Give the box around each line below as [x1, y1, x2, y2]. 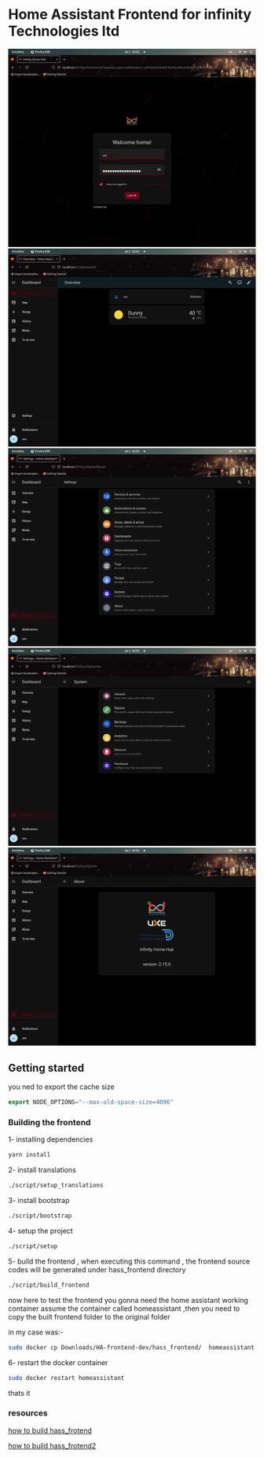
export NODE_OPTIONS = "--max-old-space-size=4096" [8, 1098, 174, 1106]
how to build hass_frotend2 [8, 1441, 97, 1450]
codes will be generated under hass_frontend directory [8, 1264, 186, 1274]
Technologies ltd [8, 22, 120, 40]
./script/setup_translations [8, 1182, 104, 1190]
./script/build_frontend [8, 1281, 90, 1289]
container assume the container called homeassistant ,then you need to [8, 1304, 240, 1313]
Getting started [8, 1061, 85, 1075]
